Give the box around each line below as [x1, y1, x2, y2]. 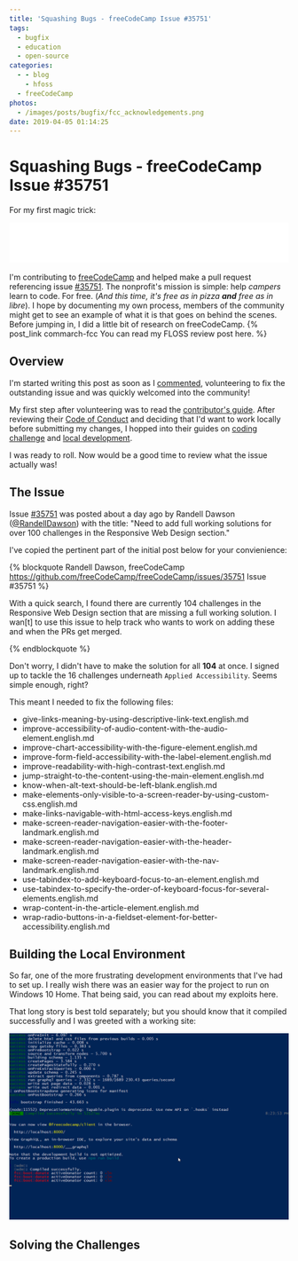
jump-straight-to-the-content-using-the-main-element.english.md [21, 770, 264, 781]
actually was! [9, 459, 58, 469]
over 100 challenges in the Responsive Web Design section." [9, 527, 231, 538]
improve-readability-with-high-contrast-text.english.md [21, 761, 226, 771]
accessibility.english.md [21, 921, 111, 932]
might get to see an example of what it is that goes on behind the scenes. [9, 310, 278, 319]
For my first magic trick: [9, 205, 97, 216]
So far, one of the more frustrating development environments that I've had [9, 970, 284, 981]
